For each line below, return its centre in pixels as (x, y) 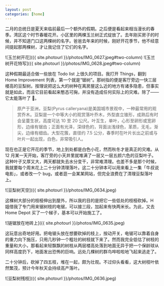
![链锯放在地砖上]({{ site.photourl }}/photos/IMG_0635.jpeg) (65, 223)
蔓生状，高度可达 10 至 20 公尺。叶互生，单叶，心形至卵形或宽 (89, 120)
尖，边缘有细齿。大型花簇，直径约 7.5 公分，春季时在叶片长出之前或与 (87, 133)
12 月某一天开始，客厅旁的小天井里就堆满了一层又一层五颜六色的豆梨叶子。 (81, 155)
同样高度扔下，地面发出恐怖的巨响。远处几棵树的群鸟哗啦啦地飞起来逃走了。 (82, 251)
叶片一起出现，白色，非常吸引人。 (51, 139)
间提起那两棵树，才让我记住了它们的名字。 (48, 47)
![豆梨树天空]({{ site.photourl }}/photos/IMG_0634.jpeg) (61, 190)
